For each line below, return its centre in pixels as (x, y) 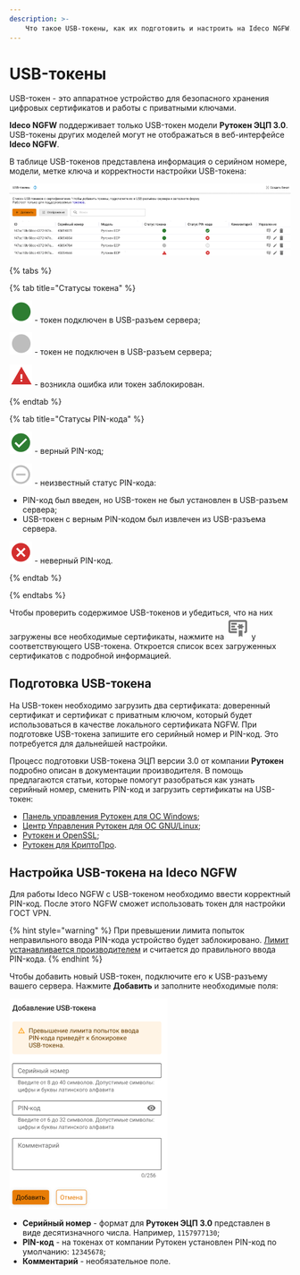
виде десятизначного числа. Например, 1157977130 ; (121, 1233)
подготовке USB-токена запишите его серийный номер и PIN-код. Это (144, 733)
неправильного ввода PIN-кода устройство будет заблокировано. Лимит (149, 940)
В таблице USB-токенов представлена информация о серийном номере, (148, 162)
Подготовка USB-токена (80, 684)
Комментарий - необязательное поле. (96, 1262)
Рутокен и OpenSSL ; (61, 835)
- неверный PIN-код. (74, 560)
